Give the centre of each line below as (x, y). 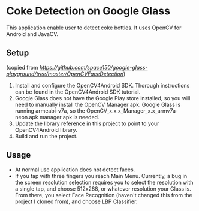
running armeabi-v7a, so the (50, 111)
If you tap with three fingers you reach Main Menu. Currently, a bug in (101, 176)
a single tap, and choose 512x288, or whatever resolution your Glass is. (103, 189)
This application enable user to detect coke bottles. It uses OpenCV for (94, 28)
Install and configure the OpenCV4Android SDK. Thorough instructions (102, 85)
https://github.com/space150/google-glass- (94, 67)
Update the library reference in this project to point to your (87, 123)
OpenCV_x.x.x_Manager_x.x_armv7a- (132, 111)
